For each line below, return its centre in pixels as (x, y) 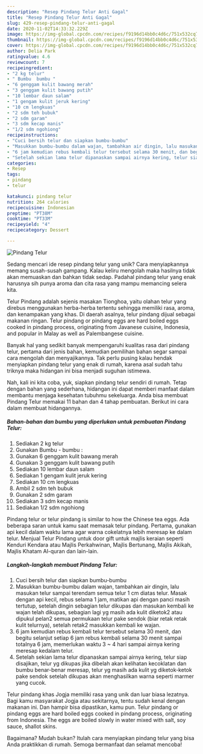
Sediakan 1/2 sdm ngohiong (50, 507)
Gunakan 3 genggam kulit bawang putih (65, 462)
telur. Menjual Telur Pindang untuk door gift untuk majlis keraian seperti (95, 538)
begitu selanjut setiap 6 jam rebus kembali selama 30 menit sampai (99, 638)
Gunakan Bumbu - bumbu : (49, 450)
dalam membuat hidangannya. (44, 408)
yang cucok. (31, 682)
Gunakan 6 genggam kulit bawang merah (67, 456)
